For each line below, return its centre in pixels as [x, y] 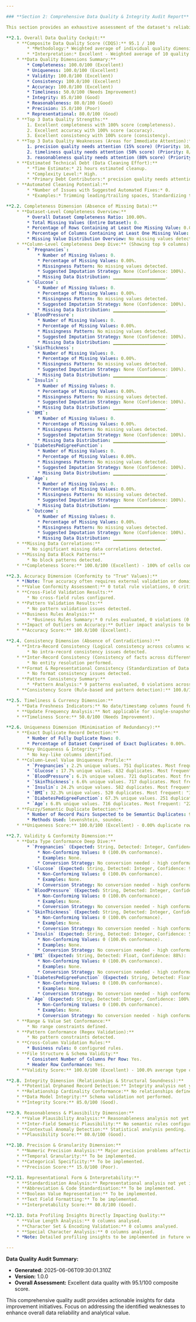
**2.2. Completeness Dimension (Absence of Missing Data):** [82, 206]
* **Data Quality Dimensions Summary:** [66, 60]
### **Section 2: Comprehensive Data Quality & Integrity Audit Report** [98, 16]
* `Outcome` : [43, 511]
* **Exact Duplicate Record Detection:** [67, 733]
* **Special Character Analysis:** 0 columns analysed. [86, 1232]
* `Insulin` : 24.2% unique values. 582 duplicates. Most [97, 787]
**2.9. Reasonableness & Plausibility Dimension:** [70, 1113]
